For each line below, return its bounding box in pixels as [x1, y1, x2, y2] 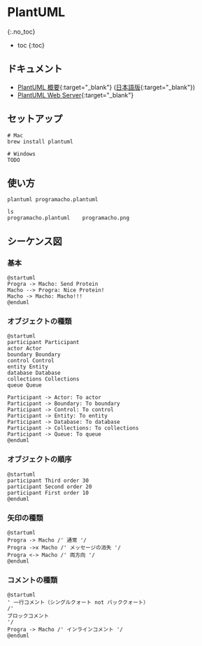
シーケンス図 [7, 235, 62, 247]
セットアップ [7, 113, 63, 125]
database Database [7, 369, 61, 377]
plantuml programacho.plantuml [7, 196, 99, 203]
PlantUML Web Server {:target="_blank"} [17, 90, 134, 99]
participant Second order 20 [7, 483, 92, 490]
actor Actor [7, 345, 42, 352]
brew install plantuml [7, 138, 73, 145]
